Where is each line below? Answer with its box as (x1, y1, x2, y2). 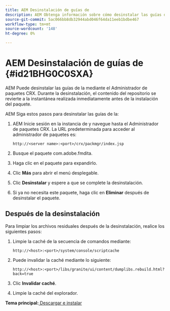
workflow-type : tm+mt (5, 21, 51, 27)
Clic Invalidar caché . (12, 280, 57, 286)
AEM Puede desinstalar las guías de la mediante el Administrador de (5, 85, 148, 91)
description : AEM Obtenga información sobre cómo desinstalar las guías (5, 12, 162, 17)
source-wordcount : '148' (5, 26, 58, 31)
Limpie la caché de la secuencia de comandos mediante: (12, 238, 132, 244)
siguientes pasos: (5, 228, 42, 234)
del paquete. (5, 101, 32, 107)
